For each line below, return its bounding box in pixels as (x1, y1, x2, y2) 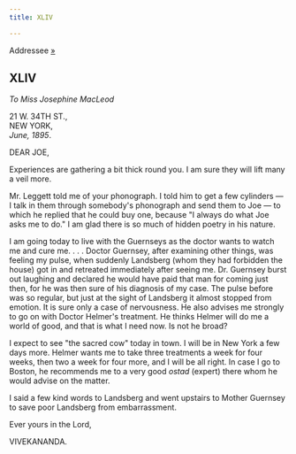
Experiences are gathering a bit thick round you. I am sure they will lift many (9, 165, 285, 175)
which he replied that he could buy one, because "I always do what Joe (9, 210, 269, 220)
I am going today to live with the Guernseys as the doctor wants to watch (9, 236, 276, 247)
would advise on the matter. (9, 375, 110, 386)
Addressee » (9, 45, 56, 56)
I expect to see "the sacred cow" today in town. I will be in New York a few (9, 338, 280, 349)
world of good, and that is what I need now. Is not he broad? (9, 320, 228, 332)
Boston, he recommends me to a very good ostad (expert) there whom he (9, 366, 278, 377)
